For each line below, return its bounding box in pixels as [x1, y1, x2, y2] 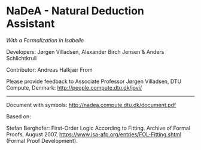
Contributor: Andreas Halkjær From [6, 66, 93, 73]
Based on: [6, 112, 31, 120]
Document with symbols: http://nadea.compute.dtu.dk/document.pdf [6, 101, 176, 108]
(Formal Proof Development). [6, 137, 78, 144]
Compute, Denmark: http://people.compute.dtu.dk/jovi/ [6, 84, 142, 91]
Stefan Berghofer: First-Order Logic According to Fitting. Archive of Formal [6, 124, 190, 131]
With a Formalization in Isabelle [6, 36, 84, 44]
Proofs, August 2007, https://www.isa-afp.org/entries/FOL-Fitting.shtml [6, 130, 182, 138]
